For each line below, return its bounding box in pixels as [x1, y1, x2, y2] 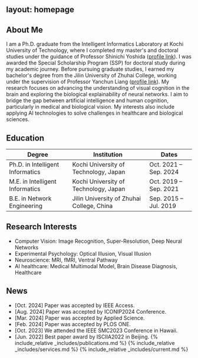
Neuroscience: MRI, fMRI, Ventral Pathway [14, 256, 118, 263]
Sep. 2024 [149, 168, 179, 176]
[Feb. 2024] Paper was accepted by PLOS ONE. [14, 320, 131, 327]
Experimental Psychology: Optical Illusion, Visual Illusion [14, 250, 151, 257]
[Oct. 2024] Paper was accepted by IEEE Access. [14, 301, 135, 309]
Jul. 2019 [149, 202, 177, 210]
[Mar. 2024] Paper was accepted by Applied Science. [14, 314, 146, 321]
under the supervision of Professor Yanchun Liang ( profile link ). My [6, 78, 170, 85]
